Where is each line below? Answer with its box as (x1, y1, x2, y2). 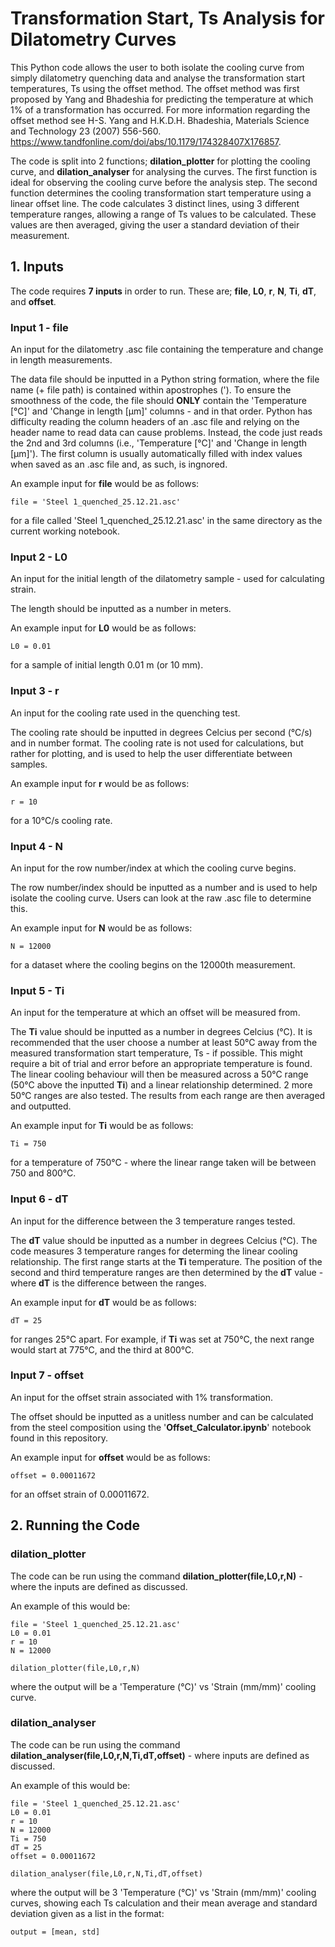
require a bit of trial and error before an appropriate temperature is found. (10, 1058, 313, 1070)
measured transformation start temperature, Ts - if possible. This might (10, 1047, 303, 1059)
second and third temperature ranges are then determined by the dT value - (10, 1266, 324, 1278)
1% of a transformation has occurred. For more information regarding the (10, 103, 311, 116)
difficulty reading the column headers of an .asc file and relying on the (10, 416, 300, 428)
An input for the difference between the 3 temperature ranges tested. (10, 1215, 296, 1227)
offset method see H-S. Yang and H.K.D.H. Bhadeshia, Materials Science (10, 114, 310, 126)
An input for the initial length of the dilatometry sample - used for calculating (10, 573, 325, 585)
